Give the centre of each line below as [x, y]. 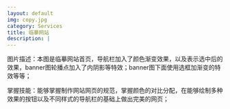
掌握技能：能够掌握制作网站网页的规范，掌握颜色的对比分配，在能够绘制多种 [115, 91]
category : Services [35, 26]
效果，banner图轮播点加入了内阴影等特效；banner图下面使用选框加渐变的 [111, 67]
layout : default [30, 13]
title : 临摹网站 [28, 32]
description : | [29, 39]
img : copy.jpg [27, 20]
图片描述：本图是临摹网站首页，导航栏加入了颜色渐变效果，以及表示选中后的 [115, 59]
